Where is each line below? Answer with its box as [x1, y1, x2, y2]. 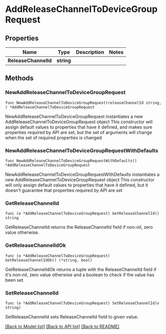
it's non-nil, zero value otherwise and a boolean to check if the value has [5, 272, 155, 278]
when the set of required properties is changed [5, 135, 102, 141]
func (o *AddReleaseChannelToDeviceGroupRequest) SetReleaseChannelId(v [5, 301, 160, 306]
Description [75, 49, 105, 55]
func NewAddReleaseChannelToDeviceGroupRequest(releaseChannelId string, [5, 100, 162, 105]
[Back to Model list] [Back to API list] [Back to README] [5, 323, 120, 330]
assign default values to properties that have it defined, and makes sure [5, 124, 153, 130]
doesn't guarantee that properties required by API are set [5, 187, 123, 193]
